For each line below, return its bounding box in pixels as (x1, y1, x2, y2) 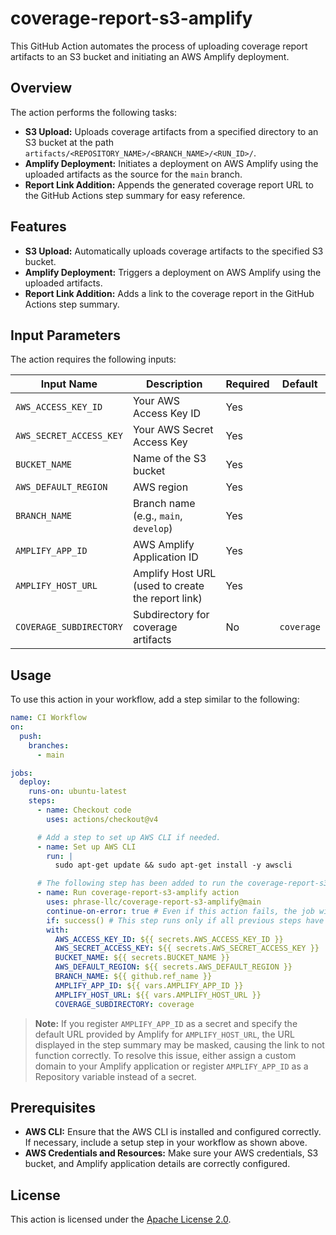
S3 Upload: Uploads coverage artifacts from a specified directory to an (24, 125, 319, 137)
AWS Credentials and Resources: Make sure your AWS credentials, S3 (24, 1147, 319, 1159)
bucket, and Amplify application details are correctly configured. (24, 1158, 291, 1170)
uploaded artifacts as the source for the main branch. (24, 168, 243, 180)
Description (145, 377, 203, 391)
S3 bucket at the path (24, 136, 115, 148)
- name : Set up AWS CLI (36, 842, 137, 852)
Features (10, 218, 67, 236)
